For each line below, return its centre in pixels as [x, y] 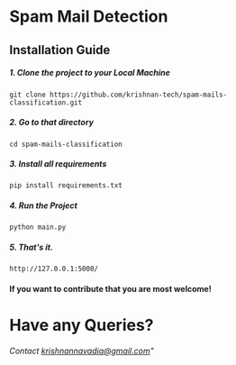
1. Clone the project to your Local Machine [90, 73]
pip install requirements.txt [66, 186]
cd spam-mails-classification [66, 144]
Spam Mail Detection [89, 17]
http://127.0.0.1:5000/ [54, 269]
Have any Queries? [82, 325]
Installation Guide [60, 50]
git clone [28, 95]
